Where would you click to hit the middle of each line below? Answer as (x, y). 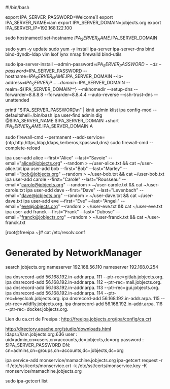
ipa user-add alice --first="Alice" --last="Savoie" (56, 157)
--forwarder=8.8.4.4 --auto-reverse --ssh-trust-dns (98, 95)
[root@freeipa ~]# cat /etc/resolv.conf (45, 232)
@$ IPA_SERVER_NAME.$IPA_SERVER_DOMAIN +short (62, 121)
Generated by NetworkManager (74, 253)
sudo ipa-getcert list (27, 381)
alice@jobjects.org (41, 163)
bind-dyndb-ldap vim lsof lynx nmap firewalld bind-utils (63, 54)
